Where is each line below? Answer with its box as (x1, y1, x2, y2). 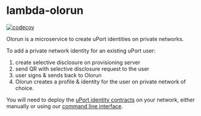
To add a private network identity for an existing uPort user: (6, 47, 156, 54)
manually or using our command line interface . (6, 102, 124, 109)
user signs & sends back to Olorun (15, 71, 102, 79)
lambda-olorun (6, 4, 84, 18)
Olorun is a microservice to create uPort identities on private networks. (6, 35, 184, 42)
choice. (15, 84, 35, 91)
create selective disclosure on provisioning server (15, 59, 141, 66)
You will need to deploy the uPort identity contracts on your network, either (6, 96, 195, 103)
